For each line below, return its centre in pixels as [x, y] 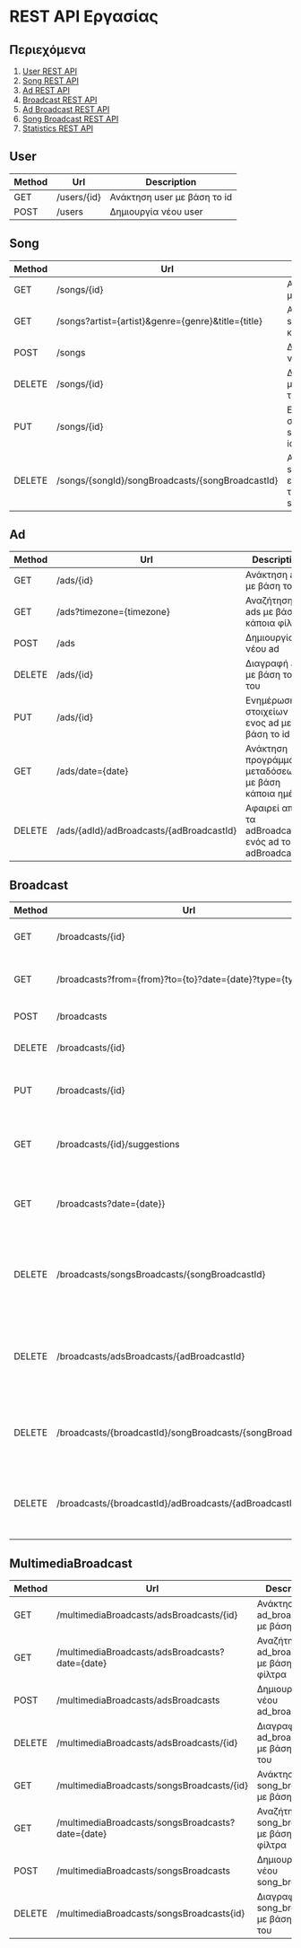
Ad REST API [46, 90]
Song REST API [50, 81]
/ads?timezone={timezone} [113, 612]
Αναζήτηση [269, 601]
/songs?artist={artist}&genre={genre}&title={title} [159, 320]
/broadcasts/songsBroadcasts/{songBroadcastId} [161, 1275]
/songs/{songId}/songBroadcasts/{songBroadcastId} [168, 480]
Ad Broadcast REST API [66, 109]
